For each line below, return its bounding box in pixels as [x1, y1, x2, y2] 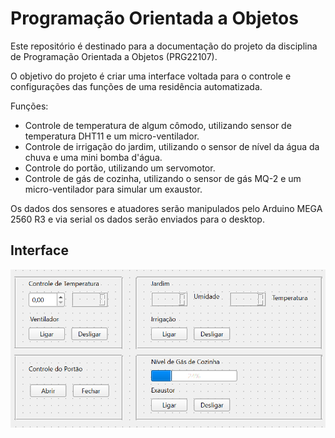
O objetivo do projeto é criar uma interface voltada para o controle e [10, 70, 292, 82]
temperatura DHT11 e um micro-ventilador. [24, 130, 200, 142]
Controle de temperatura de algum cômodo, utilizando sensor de [24, 119, 292, 131]
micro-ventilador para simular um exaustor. [24, 183, 203, 195]
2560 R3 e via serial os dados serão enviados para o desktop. [10, 213, 265, 225]
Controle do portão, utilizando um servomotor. [24, 162, 216, 174]
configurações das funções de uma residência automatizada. [10, 80, 263, 92]
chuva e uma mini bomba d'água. [24, 151, 163, 163]
